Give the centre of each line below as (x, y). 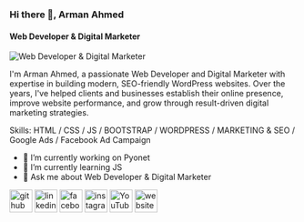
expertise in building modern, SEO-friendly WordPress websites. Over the (147, 84)
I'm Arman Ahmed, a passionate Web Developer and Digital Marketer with (147, 74)
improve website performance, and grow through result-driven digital (139, 103)
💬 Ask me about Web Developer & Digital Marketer (117, 177)
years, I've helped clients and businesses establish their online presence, (147, 94)
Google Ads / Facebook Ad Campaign (81, 140)
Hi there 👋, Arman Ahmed (67, 15)
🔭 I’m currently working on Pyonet (86, 157)
